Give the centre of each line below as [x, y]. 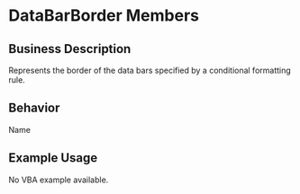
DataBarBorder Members [104, 16]
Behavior [34, 108]
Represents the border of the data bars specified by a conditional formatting [150, 70]
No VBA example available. [59, 180]
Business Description [70, 49]
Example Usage [53, 158]
